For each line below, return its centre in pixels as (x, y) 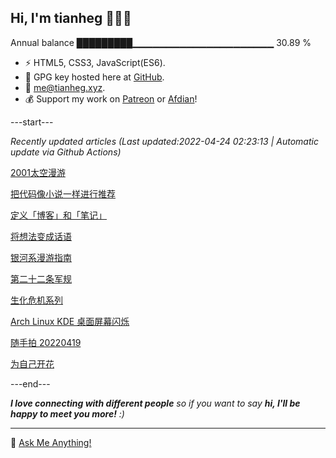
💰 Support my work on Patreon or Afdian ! (111, 98)
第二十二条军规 (41, 278)
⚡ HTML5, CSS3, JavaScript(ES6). (95, 62)
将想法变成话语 (41, 236)
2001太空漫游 (38, 172)
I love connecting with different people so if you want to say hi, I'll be (155, 403)
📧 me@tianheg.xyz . (65, 87)
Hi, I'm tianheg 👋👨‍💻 (71, 18)
